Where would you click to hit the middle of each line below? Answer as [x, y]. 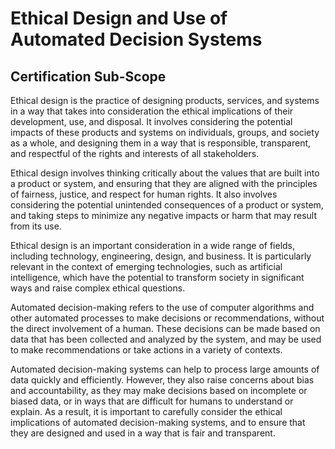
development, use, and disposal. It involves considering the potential [151, 121]
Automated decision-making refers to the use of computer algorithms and [162, 307]
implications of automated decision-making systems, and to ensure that [158, 422]
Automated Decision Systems [136, 39]
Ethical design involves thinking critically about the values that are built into [165, 173]
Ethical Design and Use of [119, 18]
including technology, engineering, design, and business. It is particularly [161, 256]
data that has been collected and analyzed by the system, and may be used [166, 339]
